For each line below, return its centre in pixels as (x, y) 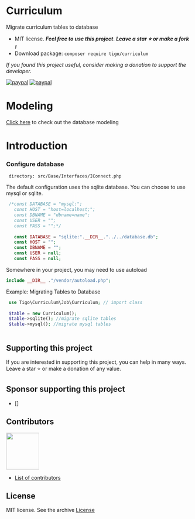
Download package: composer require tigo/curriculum (81, 53)
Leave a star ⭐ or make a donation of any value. (64, 368)
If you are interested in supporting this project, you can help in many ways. (96, 362)
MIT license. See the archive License (50, 510)
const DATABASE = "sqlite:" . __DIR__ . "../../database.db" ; (86, 237)
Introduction (37, 146)
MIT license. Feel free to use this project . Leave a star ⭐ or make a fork (102, 39)
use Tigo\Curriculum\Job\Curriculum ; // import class (76, 302)
